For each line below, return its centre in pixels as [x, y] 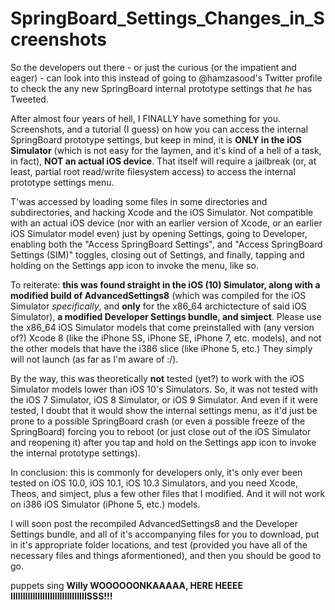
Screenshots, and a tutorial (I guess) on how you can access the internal [159, 129]
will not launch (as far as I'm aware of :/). [94, 359]
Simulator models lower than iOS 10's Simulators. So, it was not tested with [164, 389]
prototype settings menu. [62, 182]
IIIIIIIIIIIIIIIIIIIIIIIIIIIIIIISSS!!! [61, 596]
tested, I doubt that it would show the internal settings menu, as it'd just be [164, 410]
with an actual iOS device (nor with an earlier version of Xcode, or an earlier [166, 223]
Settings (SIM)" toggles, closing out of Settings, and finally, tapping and [157, 254]
